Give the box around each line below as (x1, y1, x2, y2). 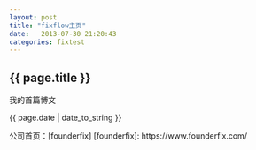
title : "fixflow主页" (9, 21, 87, 30)
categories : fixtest (9, 37, 86, 47)
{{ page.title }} (9, 70, 91, 85)
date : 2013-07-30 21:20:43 (9, 29, 117, 38)
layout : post (9, 12, 58, 22)
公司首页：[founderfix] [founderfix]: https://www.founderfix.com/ (9, 131, 248, 141)
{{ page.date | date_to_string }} (9, 112, 122, 124)
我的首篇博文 (9, 94, 56, 106)
